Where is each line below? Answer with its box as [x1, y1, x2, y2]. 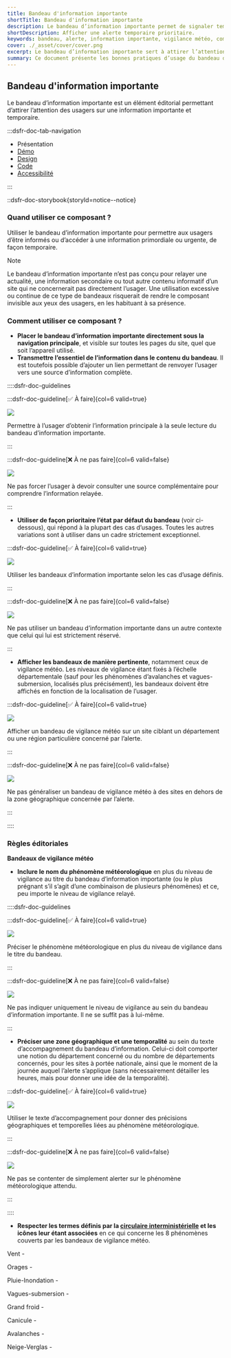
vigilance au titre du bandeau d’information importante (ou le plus [16, 875, 203, 884]
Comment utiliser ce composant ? [7, 316, 122, 325]
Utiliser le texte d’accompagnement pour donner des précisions [7, 1114, 188, 1122]
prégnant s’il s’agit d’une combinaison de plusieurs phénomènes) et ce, [16, 882, 219, 890]
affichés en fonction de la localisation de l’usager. [16, 687, 158, 695]
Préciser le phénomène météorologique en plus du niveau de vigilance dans [7, 943, 222, 951]
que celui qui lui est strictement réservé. [7, 631, 121, 639]
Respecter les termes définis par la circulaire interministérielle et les [16, 1222, 217, 1230]
